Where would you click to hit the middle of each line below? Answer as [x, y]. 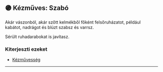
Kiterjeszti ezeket [26, 49]
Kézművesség [26, 60]
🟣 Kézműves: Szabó [37, 8]
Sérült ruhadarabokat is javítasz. [37, 36]
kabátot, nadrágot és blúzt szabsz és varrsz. [49, 27]
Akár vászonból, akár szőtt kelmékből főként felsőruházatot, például [73, 22]
